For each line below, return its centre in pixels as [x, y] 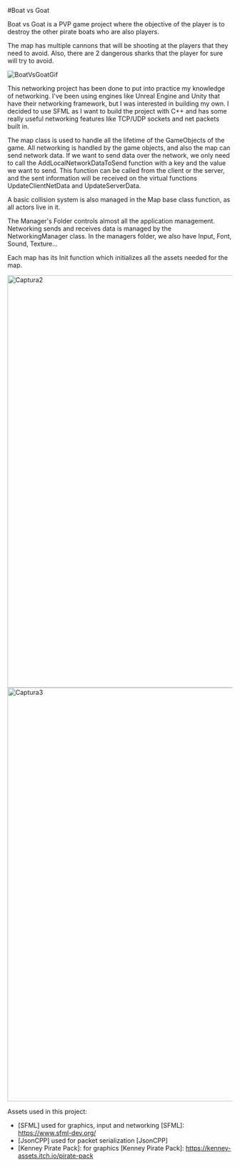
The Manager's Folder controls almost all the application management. [111, 221]
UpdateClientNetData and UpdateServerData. [74, 186]
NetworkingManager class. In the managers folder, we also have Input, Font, [120, 236]
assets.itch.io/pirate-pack [55, 1156]
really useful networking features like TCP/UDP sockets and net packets [114, 119]
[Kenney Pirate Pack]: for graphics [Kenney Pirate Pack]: [101, 1148]
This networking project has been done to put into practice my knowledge [116, 88]
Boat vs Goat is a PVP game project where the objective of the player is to [116, 24]
